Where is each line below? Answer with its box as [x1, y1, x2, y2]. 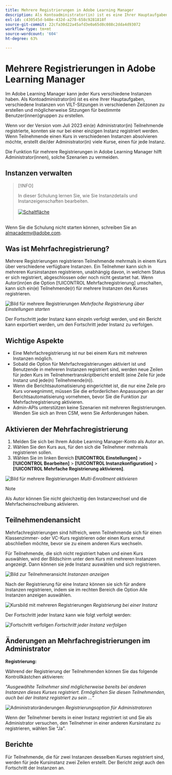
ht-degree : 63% [5, 36, 38, 42]
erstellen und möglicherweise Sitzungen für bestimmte [5, 107, 121, 113]
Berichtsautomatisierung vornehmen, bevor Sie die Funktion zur [12, 393, 147, 400]
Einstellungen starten [5, 306, 50, 312]
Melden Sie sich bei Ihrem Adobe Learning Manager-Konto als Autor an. [12, 439, 165, 445]
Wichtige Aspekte [5, 336, 64, 345]
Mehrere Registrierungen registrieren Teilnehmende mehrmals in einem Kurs [5, 258, 167, 264]
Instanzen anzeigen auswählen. [5, 592, 72, 598]
